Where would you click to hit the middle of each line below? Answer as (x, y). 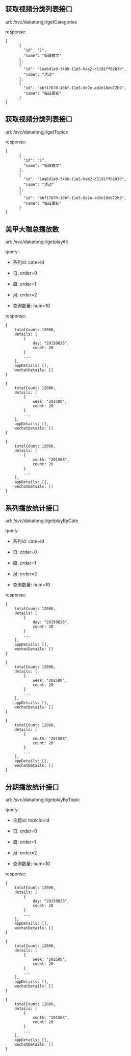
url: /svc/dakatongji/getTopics (37, 132)
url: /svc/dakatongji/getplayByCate (42, 521)
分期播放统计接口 (32, 787)
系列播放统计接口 (32, 508)
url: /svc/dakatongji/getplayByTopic (43, 800)
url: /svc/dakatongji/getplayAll (37, 242)
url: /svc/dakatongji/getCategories (41, 21)
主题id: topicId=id (31, 820)
